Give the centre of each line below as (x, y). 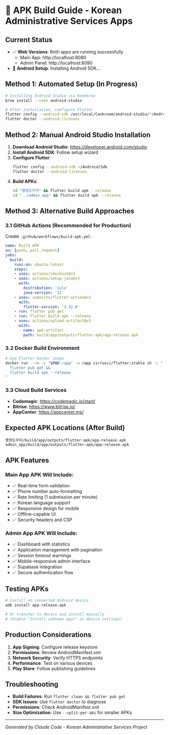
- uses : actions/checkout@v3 (45, 274)
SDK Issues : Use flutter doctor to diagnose (59, 702)
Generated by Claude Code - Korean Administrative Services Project (76, 727)
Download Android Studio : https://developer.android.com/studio (80, 147)
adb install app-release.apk (36, 605)
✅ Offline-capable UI (34, 514)
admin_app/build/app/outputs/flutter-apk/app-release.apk (67, 445)
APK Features (27, 460)
